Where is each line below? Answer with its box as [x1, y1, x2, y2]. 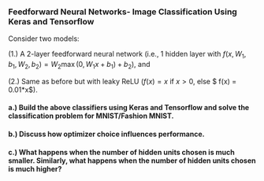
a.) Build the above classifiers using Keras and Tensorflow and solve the [8, 103, 250, 113]
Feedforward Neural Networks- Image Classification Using [8, 6, 238, 17]
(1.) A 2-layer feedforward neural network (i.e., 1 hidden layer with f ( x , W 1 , [8, 50, 247, 61]
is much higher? [8, 164, 62, 173]
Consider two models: [8, 34, 80, 43]
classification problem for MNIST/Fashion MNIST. [8, 111, 174, 120]
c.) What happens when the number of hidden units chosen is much [8, 147, 235, 157]
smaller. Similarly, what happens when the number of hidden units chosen [8, 156, 256, 165]
